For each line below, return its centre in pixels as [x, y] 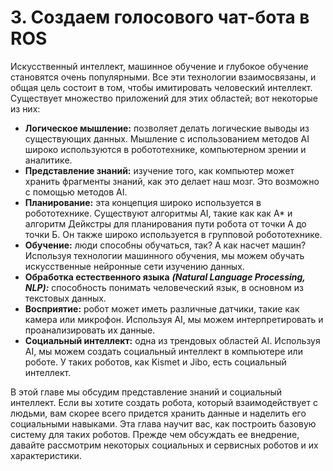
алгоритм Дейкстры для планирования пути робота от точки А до [165, 223]
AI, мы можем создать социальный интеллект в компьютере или [163, 351]
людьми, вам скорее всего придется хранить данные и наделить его [158, 413]
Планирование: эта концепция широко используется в [143, 202]
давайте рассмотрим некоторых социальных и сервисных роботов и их [164, 445]
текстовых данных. [65, 298]
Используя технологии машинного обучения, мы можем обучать [164, 255]
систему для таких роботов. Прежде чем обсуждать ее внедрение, [155, 434]
